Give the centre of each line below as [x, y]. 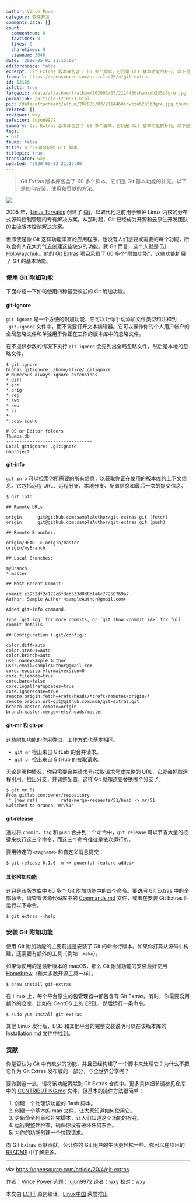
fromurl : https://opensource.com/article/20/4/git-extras [78, 77]
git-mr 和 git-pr [25, 725]
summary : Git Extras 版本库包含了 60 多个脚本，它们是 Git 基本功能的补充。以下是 [98, 126]
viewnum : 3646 [28, 55]
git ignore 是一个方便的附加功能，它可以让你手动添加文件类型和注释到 [91, 319]
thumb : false [22, 142]
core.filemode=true [30, 676]
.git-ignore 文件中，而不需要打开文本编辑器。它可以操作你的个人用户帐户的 [98, 326]
